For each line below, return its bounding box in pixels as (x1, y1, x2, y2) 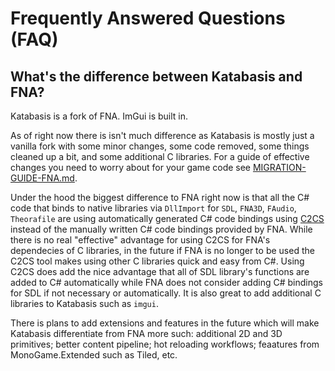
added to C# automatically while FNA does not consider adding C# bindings (10, 277, 323, 288)
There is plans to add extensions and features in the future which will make (10, 317, 320, 329)
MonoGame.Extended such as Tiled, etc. (10, 349, 178, 361)
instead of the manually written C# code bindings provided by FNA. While (10, 223, 313, 235)
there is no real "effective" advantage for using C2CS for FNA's (10, 234, 271, 246)
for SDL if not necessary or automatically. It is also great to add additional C (10, 287, 322, 299)
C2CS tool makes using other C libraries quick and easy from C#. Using (10, 255, 305, 267)
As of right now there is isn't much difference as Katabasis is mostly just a (10, 130, 315, 141)
